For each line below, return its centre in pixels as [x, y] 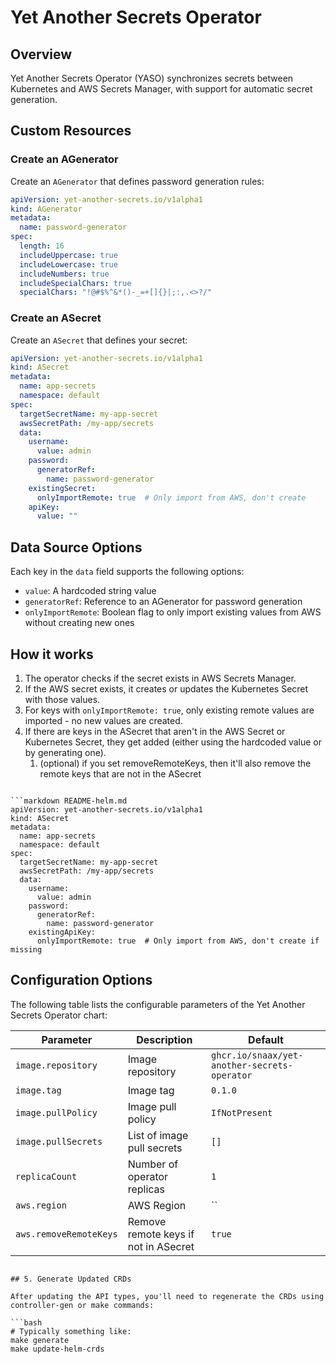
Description [164, 1039]
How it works [52, 654]
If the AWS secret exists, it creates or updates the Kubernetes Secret [166, 688]
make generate [40, 1340]
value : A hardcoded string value [90, 591]
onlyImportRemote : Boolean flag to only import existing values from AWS [173, 612]
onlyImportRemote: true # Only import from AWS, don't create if [178, 941]
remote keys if [161, 1234]
